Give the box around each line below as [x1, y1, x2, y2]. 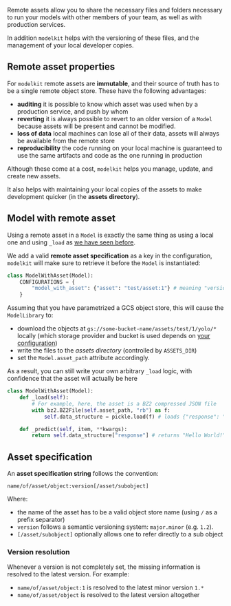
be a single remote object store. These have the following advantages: [7, 86, 206, 95]
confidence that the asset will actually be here [7, 375, 137, 383]
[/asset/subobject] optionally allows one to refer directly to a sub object [16, 530, 223, 539]
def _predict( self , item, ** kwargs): [19, 426, 128, 432]
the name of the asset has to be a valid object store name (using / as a [16, 508, 218, 516]
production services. [7, 21, 66, 28]
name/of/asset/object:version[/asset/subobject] [7, 483, 149, 490]
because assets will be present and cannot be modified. [16, 122, 176, 130]
